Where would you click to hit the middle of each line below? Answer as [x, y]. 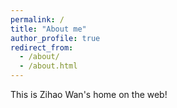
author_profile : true [55, 38]
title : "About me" [48, 29]
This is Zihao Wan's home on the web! [89, 94]
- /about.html [48, 66]
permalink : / [37, 19]
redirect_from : [42, 47]
